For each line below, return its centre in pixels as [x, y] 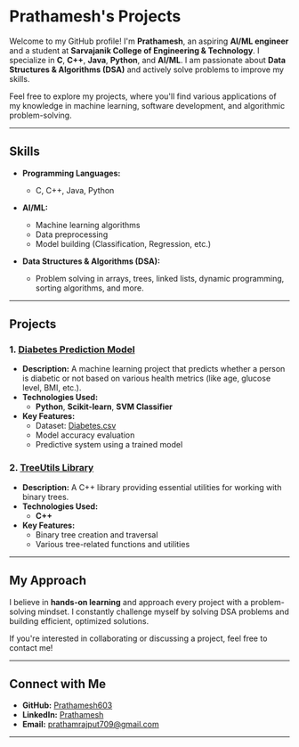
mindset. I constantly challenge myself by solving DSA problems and [163, 612]
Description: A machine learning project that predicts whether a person [154, 369]
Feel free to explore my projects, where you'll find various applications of [143, 96]
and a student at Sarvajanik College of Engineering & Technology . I [134, 50]
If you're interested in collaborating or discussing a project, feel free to [138, 638]
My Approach [48, 581]
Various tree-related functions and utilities [113, 544]
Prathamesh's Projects [95, 16]
